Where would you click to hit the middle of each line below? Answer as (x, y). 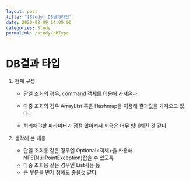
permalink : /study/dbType (37, 33)
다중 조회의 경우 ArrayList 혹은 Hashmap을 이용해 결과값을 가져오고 (101, 106)
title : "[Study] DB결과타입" (39, 17)
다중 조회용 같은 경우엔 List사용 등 (61, 165)
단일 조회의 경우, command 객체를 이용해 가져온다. (81, 93)
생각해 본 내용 (30, 138)
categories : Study (28, 28)
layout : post (22, 11)
